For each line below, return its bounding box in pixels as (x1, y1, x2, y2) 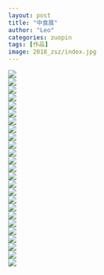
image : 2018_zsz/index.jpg (8, 48, 97, 56)
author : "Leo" (8, 26, 55, 34)
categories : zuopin (8, 33, 72, 42)
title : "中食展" (8, 19, 58, 27)
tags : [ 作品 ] (8, 41, 49, 49)
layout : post (8, 11, 51, 20)
